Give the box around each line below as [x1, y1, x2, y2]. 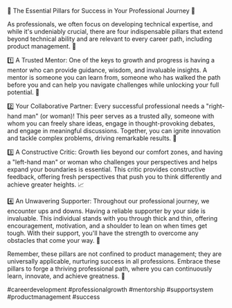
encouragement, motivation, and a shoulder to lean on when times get [7, 222, 208, 230]
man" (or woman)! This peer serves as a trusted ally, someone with [23, 112, 215, 120]
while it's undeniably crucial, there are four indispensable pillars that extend [7, 28, 223, 35]
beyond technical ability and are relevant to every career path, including [7, 35, 213, 43]
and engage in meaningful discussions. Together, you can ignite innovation [7, 127, 221, 135]
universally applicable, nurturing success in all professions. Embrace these [7, 257, 221, 265]
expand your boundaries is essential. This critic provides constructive [7, 165, 206, 173]
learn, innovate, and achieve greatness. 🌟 [7, 272, 126, 280]
